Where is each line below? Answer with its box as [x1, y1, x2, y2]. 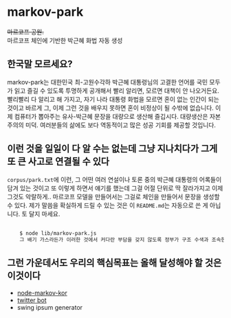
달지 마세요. [28, 209, 60, 218]
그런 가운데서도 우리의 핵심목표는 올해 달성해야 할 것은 [7, 257, 222, 269]
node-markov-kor [16, 288, 67, 297]
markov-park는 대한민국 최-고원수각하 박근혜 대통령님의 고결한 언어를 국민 [7, 78, 208, 86]
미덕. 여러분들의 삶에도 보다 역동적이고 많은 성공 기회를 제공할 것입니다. [25, 121, 217, 129]
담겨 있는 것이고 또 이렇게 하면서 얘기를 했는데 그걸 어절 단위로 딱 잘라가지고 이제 [7, 183, 223, 192]
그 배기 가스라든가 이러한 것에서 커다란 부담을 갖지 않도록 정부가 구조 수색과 [19, 236, 209, 243]
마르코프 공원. [7, 27, 45, 36]
